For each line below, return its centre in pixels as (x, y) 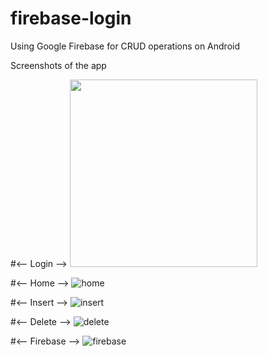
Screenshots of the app (58, 65)
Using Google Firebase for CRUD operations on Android (125, 46)
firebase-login (71, 18)
